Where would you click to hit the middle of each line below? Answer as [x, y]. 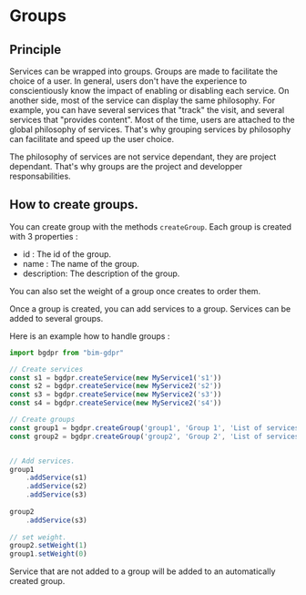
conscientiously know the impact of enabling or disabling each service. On [149, 91]
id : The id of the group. [67, 254]
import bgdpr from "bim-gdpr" [67, 353]
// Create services [46, 369]
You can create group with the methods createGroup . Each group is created [151, 226]
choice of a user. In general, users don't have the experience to [128, 81]
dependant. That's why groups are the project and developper [126, 166]
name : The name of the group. [81, 263]
